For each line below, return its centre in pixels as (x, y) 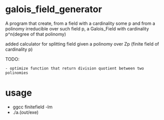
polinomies (17, 73)
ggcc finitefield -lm (32, 107)
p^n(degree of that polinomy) (36, 34)
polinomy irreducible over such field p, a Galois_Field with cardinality (77, 28)
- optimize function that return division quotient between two (75, 68)
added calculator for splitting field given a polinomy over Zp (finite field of (82, 44)
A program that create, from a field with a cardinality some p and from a (80, 23)
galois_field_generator (54, 9)
